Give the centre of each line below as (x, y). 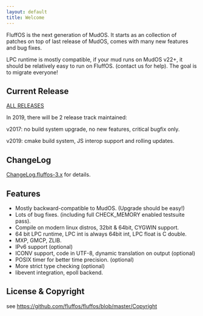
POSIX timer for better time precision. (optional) (75, 259)
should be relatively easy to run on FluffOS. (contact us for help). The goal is (101, 66)
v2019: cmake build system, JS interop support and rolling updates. (90, 141)
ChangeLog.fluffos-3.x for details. (48, 175)
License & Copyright (45, 291)
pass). (23, 221)
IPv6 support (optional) (44, 246)
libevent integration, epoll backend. (59, 272)
